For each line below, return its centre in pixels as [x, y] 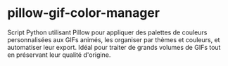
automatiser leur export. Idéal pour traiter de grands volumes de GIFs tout [114, 47]
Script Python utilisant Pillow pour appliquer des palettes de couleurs [107, 32]
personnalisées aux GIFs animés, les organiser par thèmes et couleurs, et [114, 39]
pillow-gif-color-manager [84, 13]
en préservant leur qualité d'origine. [59, 55]
